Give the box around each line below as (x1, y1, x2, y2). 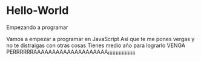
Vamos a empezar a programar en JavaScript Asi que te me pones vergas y (6, 35, 195, 42)
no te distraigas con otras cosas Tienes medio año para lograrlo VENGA (6, 42, 186, 49)
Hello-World (6, 4, 69, 18)
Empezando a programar (6, 24, 68, 31)
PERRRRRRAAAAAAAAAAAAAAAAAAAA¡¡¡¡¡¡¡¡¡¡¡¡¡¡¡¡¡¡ (6, 48, 136, 55)
